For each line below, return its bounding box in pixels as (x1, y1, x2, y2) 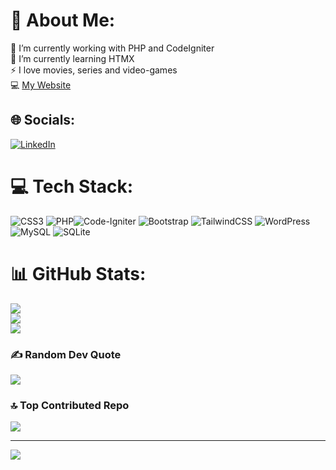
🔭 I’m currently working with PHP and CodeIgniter (10, 42, 215, 54)
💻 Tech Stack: (10, 175, 134, 198)
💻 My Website (10, 79, 72, 91)
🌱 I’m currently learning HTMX (10, 52, 135, 64)
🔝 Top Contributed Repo (10, 398, 130, 412)
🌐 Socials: (10, 112, 76, 129)
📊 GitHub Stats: (10, 262, 147, 285)
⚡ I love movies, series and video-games (10, 64, 178, 76)
